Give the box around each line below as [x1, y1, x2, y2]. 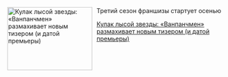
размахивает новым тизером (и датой [96, 27, 210, 35]
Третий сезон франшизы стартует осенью [96, 7, 222, 14]
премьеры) [96, 34, 130, 43]
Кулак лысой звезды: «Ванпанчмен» [96, 20, 204, 28]
